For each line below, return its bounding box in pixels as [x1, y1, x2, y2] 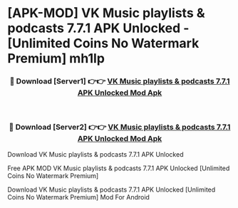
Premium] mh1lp [7, 51, 105, 67]
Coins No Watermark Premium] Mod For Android [7, 192, 150, 201]
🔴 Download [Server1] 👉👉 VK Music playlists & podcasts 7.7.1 [9, 76, 230, 86]
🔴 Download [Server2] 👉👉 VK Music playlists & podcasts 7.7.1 [9, 123, 231, 132]
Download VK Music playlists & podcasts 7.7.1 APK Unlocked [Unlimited [7, 185, 216, 194]
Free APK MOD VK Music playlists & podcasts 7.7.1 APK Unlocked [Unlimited [7, 164, 230, 172]
